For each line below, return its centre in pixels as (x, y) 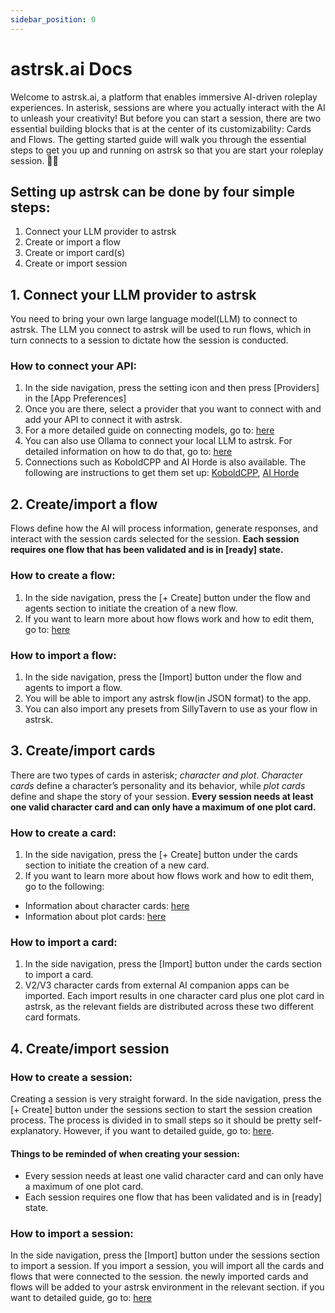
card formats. (52, 1017)
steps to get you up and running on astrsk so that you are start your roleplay (167, 150)
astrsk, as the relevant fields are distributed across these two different (169, 1007)
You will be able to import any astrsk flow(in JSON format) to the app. (168, 698)
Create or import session (76, 263)
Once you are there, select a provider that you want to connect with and (173, 409)
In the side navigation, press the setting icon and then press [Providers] (172, 388)
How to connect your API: (73, 366)
